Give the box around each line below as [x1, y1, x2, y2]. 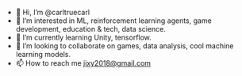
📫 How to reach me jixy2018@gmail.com [15, 59, 152, 67]
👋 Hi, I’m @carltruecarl [15, 8, 90, 17]
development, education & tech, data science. [15, 25, 167, 33]
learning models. [15, 50, 71, 59]
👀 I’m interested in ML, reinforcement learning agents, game [15, 16, 212, 25]
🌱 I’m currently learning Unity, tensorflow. [15, 32, 152, 42]
